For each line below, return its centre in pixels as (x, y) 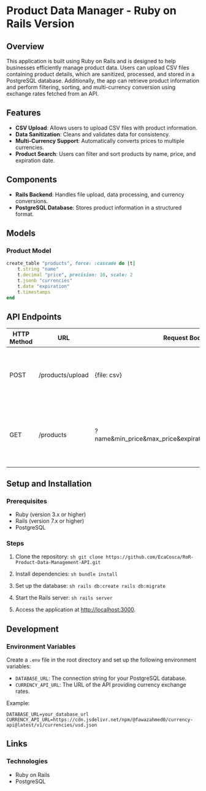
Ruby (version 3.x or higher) (51, 514)
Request (176, 338)
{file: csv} (109, 375)
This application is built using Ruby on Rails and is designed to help (91, 61)
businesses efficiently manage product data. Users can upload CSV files (98, 68)
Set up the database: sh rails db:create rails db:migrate (90, 586)
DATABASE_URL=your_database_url (48, 714)
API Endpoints (34, 317)
